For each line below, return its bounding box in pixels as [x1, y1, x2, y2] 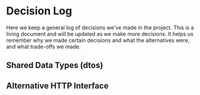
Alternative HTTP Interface [6, 81, 109, 91]
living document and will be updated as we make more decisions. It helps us [6, 30, 194, 37]
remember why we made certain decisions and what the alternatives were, [6, 36, 190, 44]
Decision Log [6, 4, 73, 18]
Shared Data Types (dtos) [6, 60, 103, 71]
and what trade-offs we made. [6, 43, 81, 50]
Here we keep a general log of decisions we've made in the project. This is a [6, 24, 194, 31]
